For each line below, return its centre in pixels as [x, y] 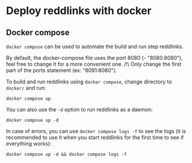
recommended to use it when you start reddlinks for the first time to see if [95, 137]
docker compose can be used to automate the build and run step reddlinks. [95, 46]
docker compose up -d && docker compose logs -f [66, 154]
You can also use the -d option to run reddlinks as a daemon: [80, 109]
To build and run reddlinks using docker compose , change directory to [89, 81]
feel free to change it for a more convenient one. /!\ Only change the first [94, 64]
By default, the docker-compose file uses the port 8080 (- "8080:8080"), [95, 58]
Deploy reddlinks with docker [79, 11]
